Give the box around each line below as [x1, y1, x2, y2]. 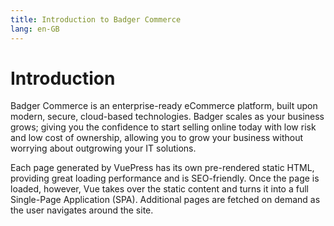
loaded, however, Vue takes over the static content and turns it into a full [10, 183, 309, 195]
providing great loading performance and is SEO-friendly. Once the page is [10, 172, 320, 185]
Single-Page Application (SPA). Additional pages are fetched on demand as [10, 194, 321, 206]
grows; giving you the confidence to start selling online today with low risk [10, 121, 317, 133]
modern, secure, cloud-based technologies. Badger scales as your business [10, 111, 325, 123]
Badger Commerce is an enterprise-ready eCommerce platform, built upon [10, 100, 318, 112]
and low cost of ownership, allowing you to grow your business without [10, 132, 304, 144]
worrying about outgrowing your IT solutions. [10, 142, 197, 155]
